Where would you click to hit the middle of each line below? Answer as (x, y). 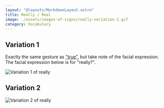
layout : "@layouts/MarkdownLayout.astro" (50, 10)
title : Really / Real (28, 15)
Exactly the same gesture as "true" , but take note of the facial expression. (82, 57)
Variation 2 (23, 88)
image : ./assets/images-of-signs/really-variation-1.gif (67, 19)
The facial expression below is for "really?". (51, 62)
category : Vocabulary (28, 24)
